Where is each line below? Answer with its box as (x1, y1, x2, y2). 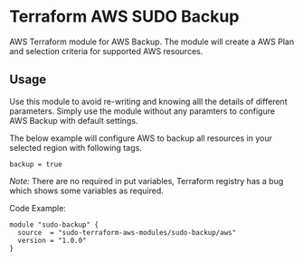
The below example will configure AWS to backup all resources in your (9, 133, 273, 144)
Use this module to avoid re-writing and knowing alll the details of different (9, 96, 288, 107)
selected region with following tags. (9, 142, 142, 153)
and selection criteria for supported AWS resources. (9, 45, 204, 56)
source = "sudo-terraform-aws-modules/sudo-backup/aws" (17, 228, 237, 237)
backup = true (9, 160, 63, 169)
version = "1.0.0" (17, 236, 88, 245)
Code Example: (9, 202, 66, 213)
